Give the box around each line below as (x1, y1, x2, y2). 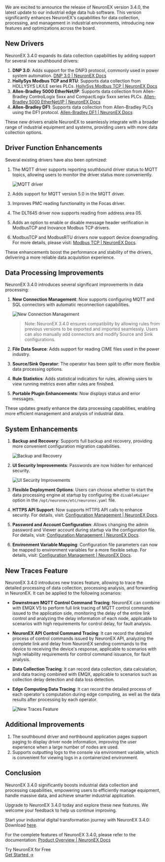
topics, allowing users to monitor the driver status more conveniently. (12, 171, 153, 177)
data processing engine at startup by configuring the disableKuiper (12, 492, 149, 498)
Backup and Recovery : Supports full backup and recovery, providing (12, 438, 153, 444)
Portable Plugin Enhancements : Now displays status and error (12, 391, 140, 396)
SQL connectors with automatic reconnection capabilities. (12, 302, 130, 308)
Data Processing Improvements (5, 269, 104, 277)
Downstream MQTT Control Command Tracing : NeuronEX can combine (12, 600, 160, 606)
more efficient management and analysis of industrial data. (5, 411, 125, 417)
